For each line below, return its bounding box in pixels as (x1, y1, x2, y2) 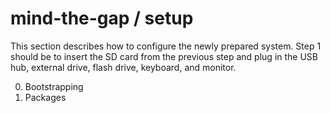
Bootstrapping (24, 80, 84, 92)
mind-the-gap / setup (10, 7, 194, 30)
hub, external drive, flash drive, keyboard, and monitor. (10, 61, 237, 73)
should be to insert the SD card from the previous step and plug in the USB (10, 50, 318, 62)
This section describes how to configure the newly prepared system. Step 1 (10, 40, 322, 52)
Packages (24, 91, 67, 103)
